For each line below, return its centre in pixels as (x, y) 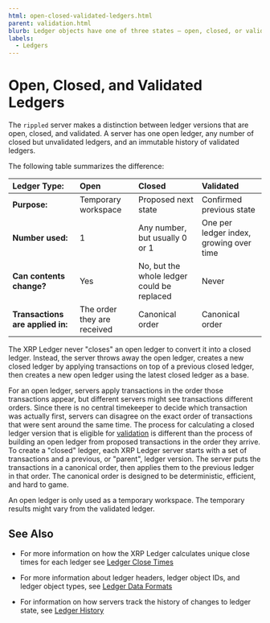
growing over (226, 243)
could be (155, 287)
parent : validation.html (50, 23)
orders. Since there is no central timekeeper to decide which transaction (128, 408)
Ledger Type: (38, 186)
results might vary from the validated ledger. (82, 509)
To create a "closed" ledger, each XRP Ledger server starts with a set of (128, 451)
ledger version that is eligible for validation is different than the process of (131, 433)
